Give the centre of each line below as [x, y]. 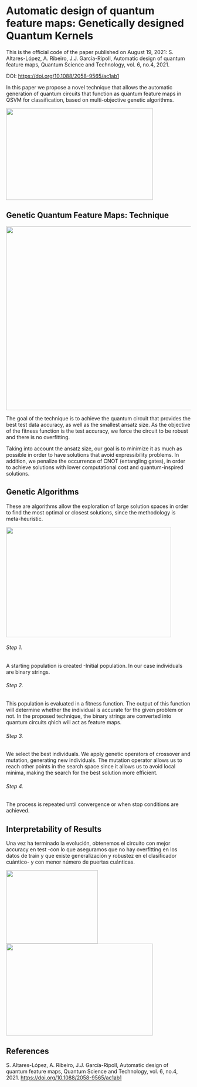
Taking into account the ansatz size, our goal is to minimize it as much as [94, 449]
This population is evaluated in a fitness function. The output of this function [98, 703]
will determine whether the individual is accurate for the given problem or [95, 710]
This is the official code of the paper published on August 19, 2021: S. [90, 52]
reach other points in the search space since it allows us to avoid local [91, 767]
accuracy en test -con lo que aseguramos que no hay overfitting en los [92, 849]
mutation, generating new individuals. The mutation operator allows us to [94, 760]
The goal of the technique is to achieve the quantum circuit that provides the [98, 418]
